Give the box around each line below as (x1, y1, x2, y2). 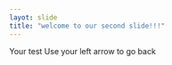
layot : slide (9, 12, 58, 22)
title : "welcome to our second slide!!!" (9, 21, 166, 30)
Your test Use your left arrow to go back (9, 45, 156, 56)
